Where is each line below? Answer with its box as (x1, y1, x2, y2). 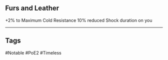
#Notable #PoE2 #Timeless (5, 49, 61, 55)
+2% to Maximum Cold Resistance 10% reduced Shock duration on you (5, 17, 152, 23)
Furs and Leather (5, 4, 59, 12)
